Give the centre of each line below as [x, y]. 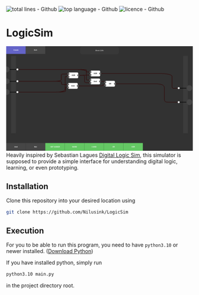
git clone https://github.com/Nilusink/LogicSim [67, 212]
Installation [27, 186]
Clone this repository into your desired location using [71, 200]
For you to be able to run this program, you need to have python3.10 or [92, 245]
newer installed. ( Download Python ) [50, 251]
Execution [25, 231]
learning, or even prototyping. [42, 168]
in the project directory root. [41, 285]
